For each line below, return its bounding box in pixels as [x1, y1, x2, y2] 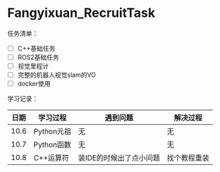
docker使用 [17, 80, 51, 88]
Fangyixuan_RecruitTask [7, 5, 156, 21]
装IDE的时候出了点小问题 [78, 153, 161, 163]
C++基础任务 [17, 44, 56, 52]
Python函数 [33, 140, 72, 149]
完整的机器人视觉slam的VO [17, 70, 97, 79]
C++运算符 [33, 153, 69, 163]
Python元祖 [33, 127, 72, 137]
